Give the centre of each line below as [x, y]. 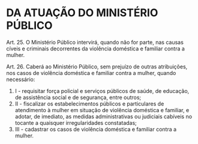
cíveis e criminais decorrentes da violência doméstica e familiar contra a [95, 49]
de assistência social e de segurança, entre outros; [78, 97]
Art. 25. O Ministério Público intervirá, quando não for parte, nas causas [95, 42]
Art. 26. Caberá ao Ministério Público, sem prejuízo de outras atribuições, [97, 67]
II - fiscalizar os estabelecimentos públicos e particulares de [89, 103]
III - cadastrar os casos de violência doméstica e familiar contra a [96, 129]
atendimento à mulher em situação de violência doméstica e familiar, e [102, 110]
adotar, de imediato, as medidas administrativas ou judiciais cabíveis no [103, 116]
